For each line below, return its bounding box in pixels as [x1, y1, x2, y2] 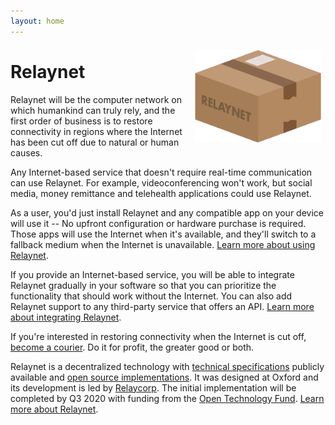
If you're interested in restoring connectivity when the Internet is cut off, [10, 330, 307, 342]
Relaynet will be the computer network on [10, 93, 182, 105]
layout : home [10, 16, 65, 26]
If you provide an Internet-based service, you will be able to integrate [10, 268, 295, 280]
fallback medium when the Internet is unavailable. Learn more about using [10, 238, 316, 250]
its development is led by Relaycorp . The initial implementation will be [10, 381, 297, 394]
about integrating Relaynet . [10, 311, 122, 323]
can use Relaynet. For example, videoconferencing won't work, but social [10, 176, 313, 189]
